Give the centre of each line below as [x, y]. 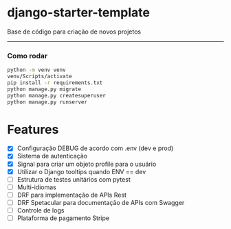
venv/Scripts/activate [40, 77]
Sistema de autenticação [52, 156]
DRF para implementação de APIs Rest [72, 195]
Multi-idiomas [36, 187]
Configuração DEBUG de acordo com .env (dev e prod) [95, 148]
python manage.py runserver [47, 102]
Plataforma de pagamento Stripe [63, 218]
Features [33, 129]
